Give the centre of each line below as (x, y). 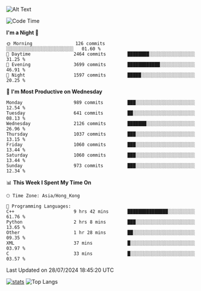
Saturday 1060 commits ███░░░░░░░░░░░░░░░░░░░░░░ (101, 155)
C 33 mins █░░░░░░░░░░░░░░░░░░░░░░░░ (101, 254)
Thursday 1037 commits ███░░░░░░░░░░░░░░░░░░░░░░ (101, 134)
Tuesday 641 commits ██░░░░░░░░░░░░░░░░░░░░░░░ (101, 113)
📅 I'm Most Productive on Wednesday (54, 91)
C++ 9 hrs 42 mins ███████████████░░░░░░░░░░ (101, 212)
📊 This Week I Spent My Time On (49, 182)
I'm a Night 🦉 (23, 32)
